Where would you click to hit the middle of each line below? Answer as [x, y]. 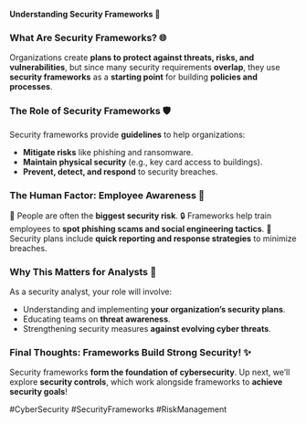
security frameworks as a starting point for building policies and [134, 77]
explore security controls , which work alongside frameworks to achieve [146, 382]
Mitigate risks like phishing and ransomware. [108, 152]
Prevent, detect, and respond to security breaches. [120, 171]
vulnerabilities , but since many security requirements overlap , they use [145, 68]
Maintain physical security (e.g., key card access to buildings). [142, 162]
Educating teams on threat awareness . [96, 319]
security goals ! [39, 392]
